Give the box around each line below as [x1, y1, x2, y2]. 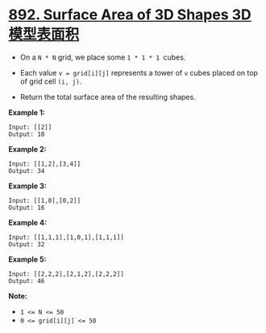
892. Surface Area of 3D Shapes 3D [8, 6, 251, 24]
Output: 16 [8, 203, 45, 212]
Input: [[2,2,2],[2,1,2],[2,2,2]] [8, 269, 125, 278]
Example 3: [8, 181, 47, 191]
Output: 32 [8, 240, 45, 249]
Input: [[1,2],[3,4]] [8, 159, 81, 168]
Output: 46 [8, 277, 45, 285]
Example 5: [8, 254, 47, 264]
